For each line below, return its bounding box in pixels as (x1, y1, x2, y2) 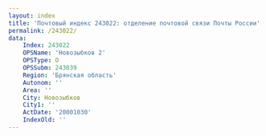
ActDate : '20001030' (23, 109, 92, 117)
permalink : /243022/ (8, 26, 78, 34)
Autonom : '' (23, 78, 63, 86)
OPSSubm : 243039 (23, 64, 78, 72)
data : (8, 34, 27, 42)
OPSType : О (23, 57, 59, 65)
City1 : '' (23, 101, 56, 109)
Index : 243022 (23, 42, 70, 50)
